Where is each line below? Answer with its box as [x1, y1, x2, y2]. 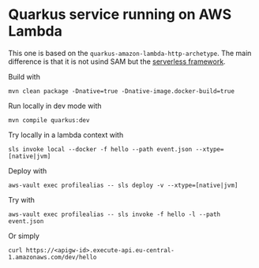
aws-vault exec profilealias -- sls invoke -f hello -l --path [8, 210, 221, 218]
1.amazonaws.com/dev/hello [8, 253, 97, 261]
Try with [8, 195, 36, 204]
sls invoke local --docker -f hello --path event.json [8, 145, 193, 153]
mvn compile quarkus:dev [8, 116, 90, 124]
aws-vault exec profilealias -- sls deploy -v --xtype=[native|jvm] [8, 181, 238, 189]
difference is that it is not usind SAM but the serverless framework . [8, 57, 227, 66]
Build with [8, 72, 41, 81]
